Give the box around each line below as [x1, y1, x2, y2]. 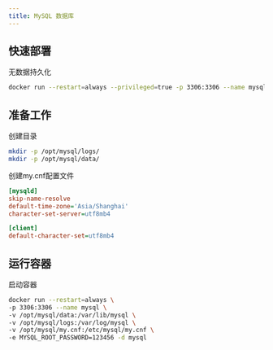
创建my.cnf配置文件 [8, 170, 75, 180]
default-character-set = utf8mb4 [8, 232, 115, 240]
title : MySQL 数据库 [8, 11, 75, 20]
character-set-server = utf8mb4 [8, 209, 111, 218]
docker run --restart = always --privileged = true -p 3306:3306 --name [8, 83, 245, 92]
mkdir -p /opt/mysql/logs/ [8, 147, 100, 155]
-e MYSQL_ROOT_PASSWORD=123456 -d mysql [8, 334, 148, 342]
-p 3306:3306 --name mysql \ [8, 303, 107, 312]
